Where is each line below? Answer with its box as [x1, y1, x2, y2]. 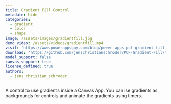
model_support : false [5, 54, 51, 60]
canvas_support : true [5, 59, 51, 64]
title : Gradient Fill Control [5, 7, 70, 13]
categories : [5, 17, 31, 22]
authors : [5, 69, 24, 74]
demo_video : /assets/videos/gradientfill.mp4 [5, 41, 103, 46]
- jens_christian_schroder [10, 74, 67, 79]
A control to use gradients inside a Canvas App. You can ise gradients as [5, 87, 158, 93]
